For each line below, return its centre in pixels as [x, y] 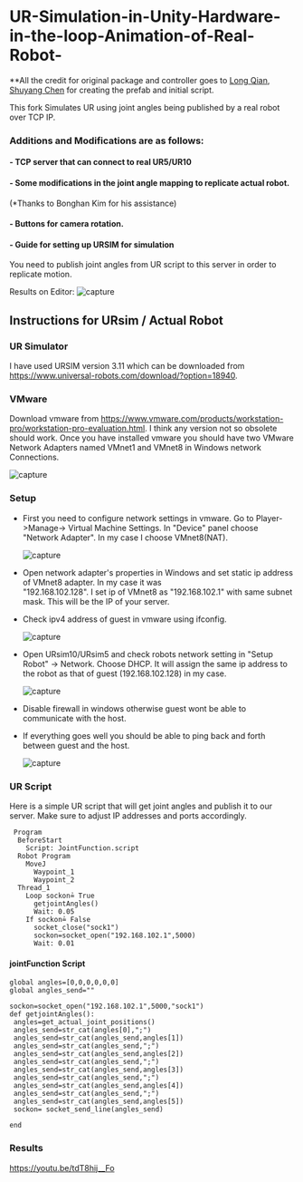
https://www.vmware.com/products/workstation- [192, 419]
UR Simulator [39, 346]
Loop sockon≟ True [60, 896]
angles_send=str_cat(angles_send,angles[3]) [98, 1070]
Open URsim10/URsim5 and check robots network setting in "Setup [148, 654]
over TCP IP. [33, 117]
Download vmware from [54, 419]
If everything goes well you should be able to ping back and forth [144, 735]
